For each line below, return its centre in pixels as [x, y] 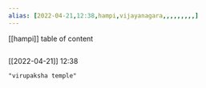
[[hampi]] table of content [51, 38]
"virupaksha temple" [43, 76]
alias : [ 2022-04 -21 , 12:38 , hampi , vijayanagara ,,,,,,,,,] [103, 16]
